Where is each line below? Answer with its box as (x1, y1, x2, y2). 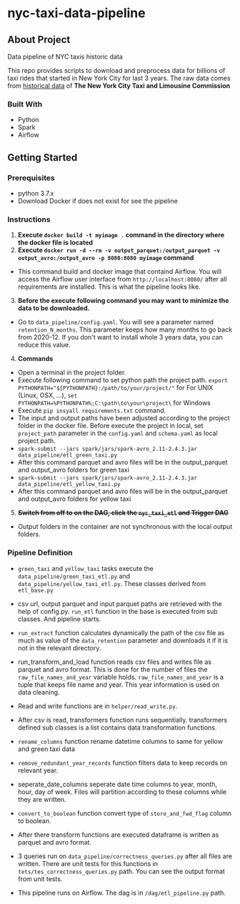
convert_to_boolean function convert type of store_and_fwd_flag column (17, 809, 232, 818)
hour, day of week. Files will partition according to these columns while (17, 788, 227, 796)
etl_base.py (17, 587, 54, 594)
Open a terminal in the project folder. (17, 368, 126, 377)
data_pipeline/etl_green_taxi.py (17, 452, 118, 459)
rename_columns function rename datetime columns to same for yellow (17, 737, 224, 745)
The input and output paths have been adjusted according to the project (17, 414, 230, 422)
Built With (7, 99, 43, 109)
